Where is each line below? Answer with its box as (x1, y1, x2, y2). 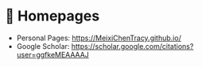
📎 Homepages (5, 7, 100, 25)
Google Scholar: (16, 41, 70, 50)
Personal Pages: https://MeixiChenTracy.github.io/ (16, 33, 181, 43)
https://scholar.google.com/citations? (71, 41, 194, 50)
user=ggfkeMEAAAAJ (16, 50, 90, 59)
